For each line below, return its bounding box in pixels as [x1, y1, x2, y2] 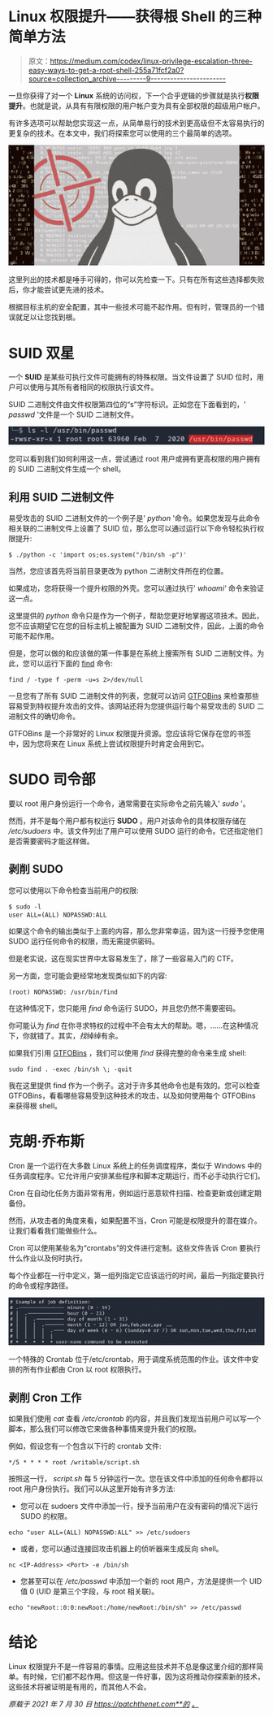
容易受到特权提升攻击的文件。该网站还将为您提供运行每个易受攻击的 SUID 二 [8, 701, 265, 711]
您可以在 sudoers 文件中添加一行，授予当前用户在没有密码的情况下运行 [19, 1501, 258, 1511]
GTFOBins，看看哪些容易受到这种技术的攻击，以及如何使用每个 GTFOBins [8, 1090, 256, 1100]
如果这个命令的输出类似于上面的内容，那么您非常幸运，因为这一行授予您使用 [8, 926, 265, 935]
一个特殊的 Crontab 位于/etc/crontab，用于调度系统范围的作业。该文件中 [8, 1355, 252, 1364]
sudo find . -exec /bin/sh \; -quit [8, 1065, 132, 1073]
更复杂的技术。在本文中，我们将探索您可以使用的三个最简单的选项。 [8, 128, 236, 138]
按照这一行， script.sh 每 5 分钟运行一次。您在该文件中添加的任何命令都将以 [8, 1474, 264, 1484]
